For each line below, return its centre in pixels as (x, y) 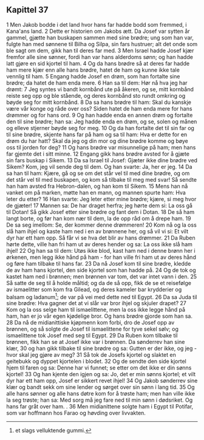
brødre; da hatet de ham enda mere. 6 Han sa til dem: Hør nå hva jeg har (97, 83)
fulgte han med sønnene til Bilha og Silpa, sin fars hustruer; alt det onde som (102, 44)
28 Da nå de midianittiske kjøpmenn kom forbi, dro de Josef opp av (90, 323)
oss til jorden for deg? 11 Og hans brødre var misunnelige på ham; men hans (101, 147)
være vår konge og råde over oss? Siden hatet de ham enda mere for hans (99, 108)
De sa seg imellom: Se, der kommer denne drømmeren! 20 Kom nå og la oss (102, 225)
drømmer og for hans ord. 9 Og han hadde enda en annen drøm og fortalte (100, 115)
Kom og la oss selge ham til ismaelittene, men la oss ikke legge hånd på (96, 310)
